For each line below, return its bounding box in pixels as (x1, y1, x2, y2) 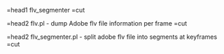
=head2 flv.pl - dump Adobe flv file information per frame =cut (6, 19, 188, 27)
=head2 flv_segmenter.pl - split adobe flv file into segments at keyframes (6, 33, 218, 41)
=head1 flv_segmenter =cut (6, 6, 85, 14)
